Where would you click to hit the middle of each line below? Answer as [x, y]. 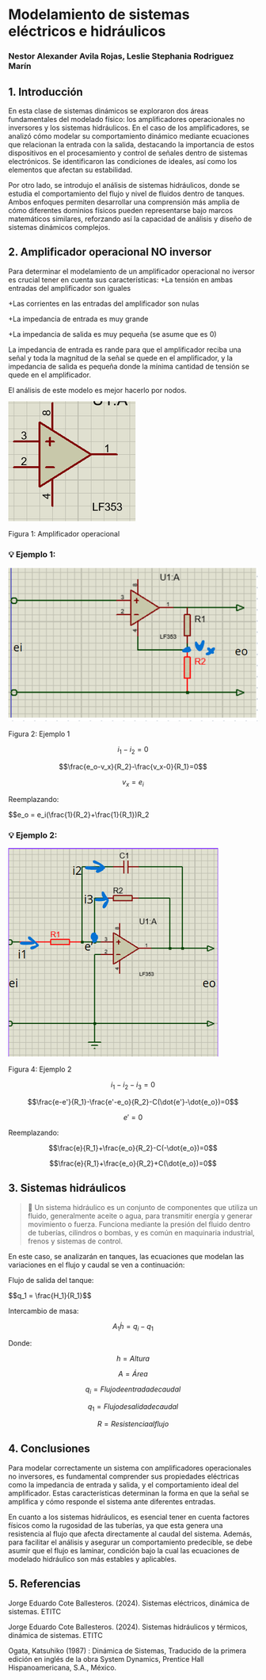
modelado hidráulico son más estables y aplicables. [92, 1559]
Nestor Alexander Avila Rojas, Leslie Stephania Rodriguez [121, 56]
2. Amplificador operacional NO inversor [110, 252]
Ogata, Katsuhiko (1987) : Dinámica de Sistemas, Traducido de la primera [127, 1651]
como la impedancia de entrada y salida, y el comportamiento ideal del [123, 1484]
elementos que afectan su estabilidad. [70, 170]
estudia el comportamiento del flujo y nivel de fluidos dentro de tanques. [127, 193]
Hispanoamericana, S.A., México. [63, 1667]
